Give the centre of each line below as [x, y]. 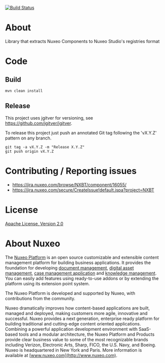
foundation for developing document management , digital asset [69, 268]
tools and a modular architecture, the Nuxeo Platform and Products [87, 334]
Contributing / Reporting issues [71, 171]
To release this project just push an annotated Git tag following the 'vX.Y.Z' [81, 133]
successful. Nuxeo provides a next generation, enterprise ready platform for [82, 318]
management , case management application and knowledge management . [81, 273]
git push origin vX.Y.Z [30, 151]
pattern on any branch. [28, 138]
